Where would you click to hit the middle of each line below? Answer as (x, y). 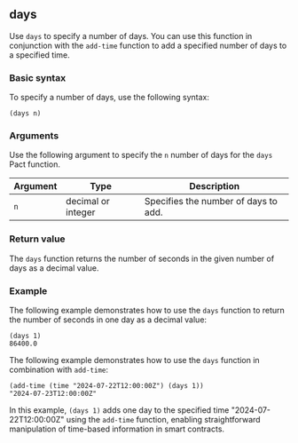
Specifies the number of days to (211, 202)
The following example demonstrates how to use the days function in (134, 360)
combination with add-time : (59, 369)
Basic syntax (38, 77)
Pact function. (35, 164)
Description (215, 186)
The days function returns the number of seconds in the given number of (142, 258)
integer (81, 212)
